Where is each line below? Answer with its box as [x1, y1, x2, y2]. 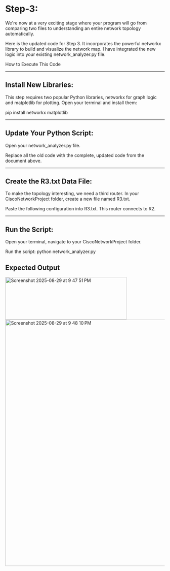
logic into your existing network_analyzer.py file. [5, 51, 106, 57]
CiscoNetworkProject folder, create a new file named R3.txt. [5, 196, 131, 202]
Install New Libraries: [5, 81, 74, 89]
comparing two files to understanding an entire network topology [5, 25, 141, 31]
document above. [5, 157, 42, 164]
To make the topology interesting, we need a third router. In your [5, 191, 139, 197]
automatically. [5, 30, 34, 37]
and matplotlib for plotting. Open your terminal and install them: [5, 100, 138, 106]
